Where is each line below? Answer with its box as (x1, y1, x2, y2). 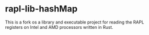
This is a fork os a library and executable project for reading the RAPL (5, 19, 144, 25)
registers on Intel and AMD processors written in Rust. (5, 24, 113, 30)
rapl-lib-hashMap (5, 3, 78, 14)
